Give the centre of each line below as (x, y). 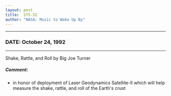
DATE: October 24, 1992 (35, 42)
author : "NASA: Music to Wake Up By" (45, 19)
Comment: (17, 70)
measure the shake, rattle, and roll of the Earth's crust (69, 88)
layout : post (19, 10)
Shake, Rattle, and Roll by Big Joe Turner (48, 58)
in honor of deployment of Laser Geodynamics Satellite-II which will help (89, 83)
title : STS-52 (21, 15)
